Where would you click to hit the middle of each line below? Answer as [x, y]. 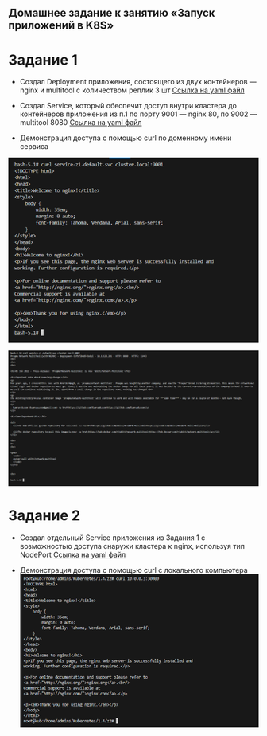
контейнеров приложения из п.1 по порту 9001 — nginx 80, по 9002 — [138, 114]
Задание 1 [43, 60]
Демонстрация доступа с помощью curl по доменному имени [126, 138]
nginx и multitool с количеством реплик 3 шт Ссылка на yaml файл [132, 90]
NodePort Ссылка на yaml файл [72, 554]
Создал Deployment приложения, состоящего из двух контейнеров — [138, 82]
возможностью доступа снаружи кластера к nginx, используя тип [132, 546]
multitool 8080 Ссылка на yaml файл [81, 123]
